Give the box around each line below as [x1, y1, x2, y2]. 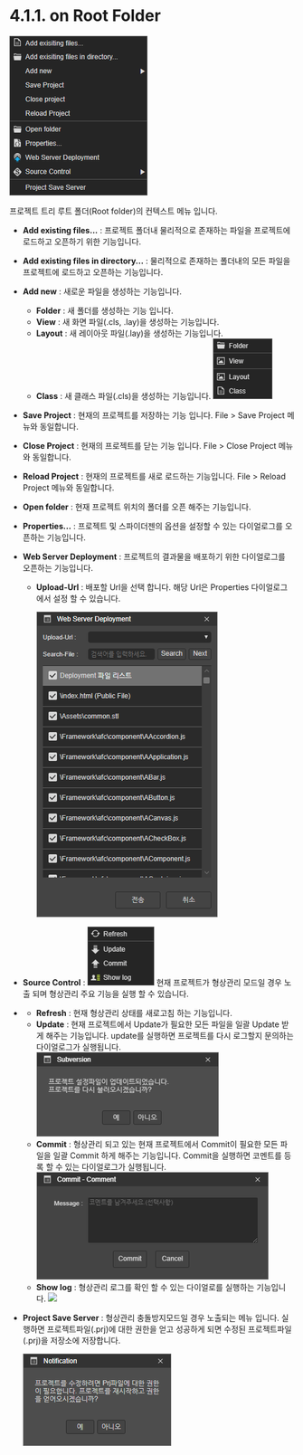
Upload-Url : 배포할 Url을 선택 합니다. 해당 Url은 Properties [35, 581, 250, 593]
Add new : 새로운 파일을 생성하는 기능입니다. [22, 286, 183, 297]
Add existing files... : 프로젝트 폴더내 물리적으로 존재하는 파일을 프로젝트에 [22, 224, 291, 235]
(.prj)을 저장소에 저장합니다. [22, 1335, 121, 1346]
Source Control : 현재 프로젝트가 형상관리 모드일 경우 [22, 976, 282, 987]
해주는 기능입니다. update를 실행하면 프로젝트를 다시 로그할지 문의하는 [45, 1030, 294, 1041]
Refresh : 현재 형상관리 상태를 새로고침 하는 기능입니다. [35, 1007, 233, 1018]
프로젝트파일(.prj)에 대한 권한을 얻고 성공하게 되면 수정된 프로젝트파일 [46, 1323, 292, 1335]
